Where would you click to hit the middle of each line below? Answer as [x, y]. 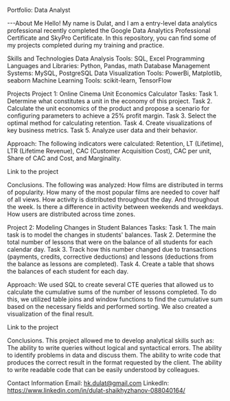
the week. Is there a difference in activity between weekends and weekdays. [115, 207]
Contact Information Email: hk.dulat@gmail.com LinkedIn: [88, 383]
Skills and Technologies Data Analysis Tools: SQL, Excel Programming [106, 58]
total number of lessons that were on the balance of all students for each [110, 242]
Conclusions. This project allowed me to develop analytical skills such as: [111, 340]
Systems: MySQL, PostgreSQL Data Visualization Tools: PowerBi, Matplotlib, [115, 73]
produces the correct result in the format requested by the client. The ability [115, 362]
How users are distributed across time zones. [71, 214]
